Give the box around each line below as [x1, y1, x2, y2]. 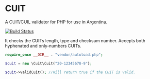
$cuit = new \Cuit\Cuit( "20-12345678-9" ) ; [5, 61, 92, 66]
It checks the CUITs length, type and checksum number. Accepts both [5, 37, 146, 44]
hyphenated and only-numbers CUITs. [5, 43, 82, 48]
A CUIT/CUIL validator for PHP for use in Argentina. [5, 19, 108, 25]
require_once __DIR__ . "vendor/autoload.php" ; [5, 52, 103, 57]
